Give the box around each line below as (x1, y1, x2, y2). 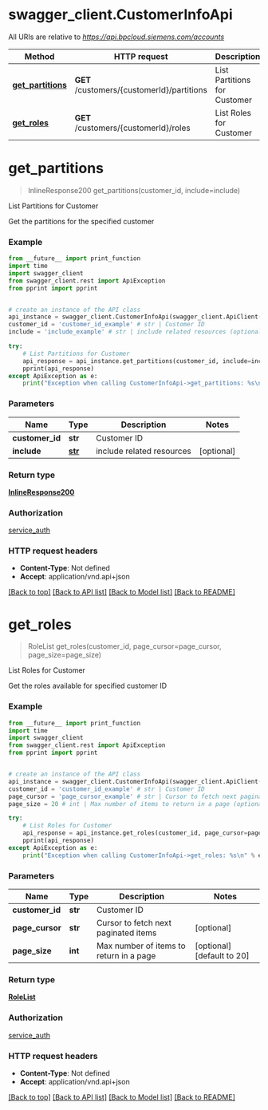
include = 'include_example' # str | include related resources (8, 328, 227, 336)
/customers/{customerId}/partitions (74, 84, 207, 95)
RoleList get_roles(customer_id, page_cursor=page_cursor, (27, 642, 222, 651)
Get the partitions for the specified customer (8, 216, 155, 226)
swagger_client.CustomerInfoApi (8, 6, 233, 24)
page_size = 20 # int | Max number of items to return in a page (8, 800, 230, 808)
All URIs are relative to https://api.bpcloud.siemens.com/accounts (8, 32, 225, 41)
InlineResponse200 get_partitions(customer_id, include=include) (27, 185, 241, 195)
